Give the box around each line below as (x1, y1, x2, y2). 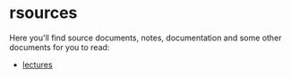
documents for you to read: (9, 41, 110, 52)
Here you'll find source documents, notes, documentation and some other (9, 32, 282, 43)
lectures (21, 59, 53, 70)
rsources (9, 3, 78, 23)
